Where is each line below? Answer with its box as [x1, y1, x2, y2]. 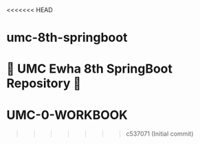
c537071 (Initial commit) [126, 130, 194, 138]
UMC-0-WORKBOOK [6, 107, 128, 123]
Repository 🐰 [6, 75, 82, 91]
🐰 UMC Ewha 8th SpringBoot [6, 61, 173, 77]
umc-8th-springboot [6, 30, 128, 45]
